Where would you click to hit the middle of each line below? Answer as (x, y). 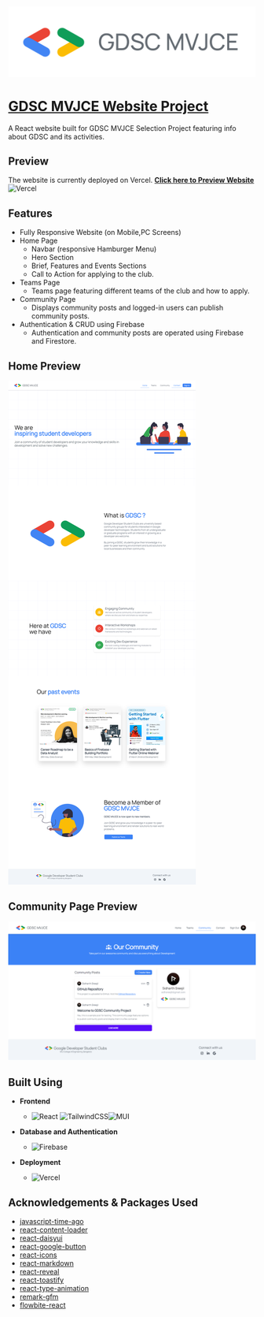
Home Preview (44, 366)
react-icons (38, 1255)
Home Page (38, 241)
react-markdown (47, 1263)
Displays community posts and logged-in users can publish (127, 308)
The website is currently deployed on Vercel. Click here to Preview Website (131, 180)
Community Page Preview (73, 907)
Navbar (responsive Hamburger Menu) (94, 249)
